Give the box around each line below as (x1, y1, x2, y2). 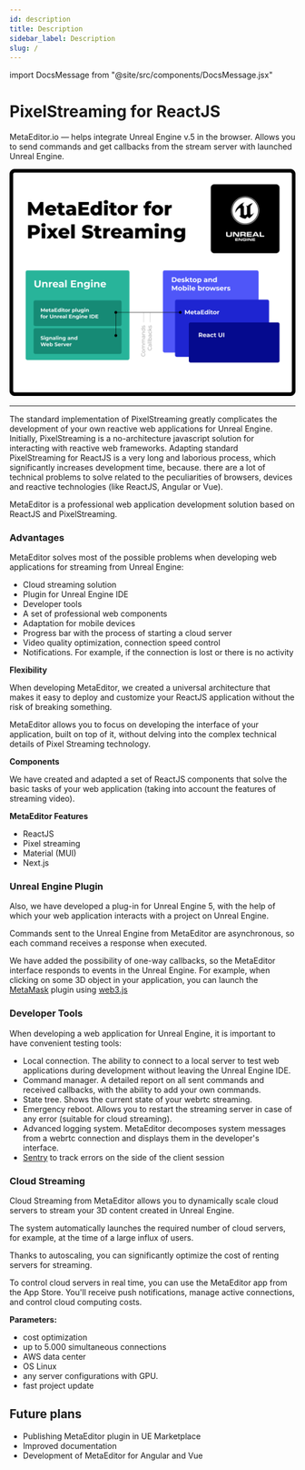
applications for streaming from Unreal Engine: (9, 562, 184, 573)
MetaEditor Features (9, 811, 89, 822)
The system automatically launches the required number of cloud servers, (9, 1222, 286, 1233)
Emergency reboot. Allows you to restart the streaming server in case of (22, 1103, 293, 1114)
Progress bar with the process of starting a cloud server (22, 628, 233, 639)
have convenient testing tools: (9, 1038, 123, 1049)
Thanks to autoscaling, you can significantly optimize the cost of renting (9, 1250, 280, 1261)
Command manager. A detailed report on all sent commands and (22, 1074, 265, 1085)
